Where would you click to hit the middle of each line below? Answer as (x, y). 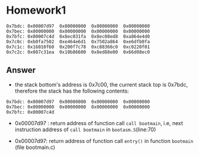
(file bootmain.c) (35, 147)
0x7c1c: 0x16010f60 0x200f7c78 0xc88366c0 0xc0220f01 (78, 47)
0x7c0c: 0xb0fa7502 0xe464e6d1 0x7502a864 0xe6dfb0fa (78, 42)
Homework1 (36, 10)
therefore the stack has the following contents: (72, 91)
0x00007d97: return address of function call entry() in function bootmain (104, 141)
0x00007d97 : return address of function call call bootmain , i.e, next (99, 123)
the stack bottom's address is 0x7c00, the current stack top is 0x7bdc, (101, 84)
